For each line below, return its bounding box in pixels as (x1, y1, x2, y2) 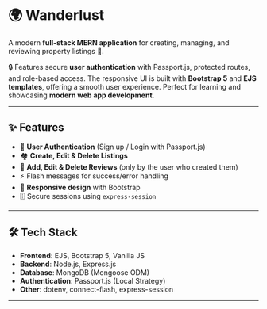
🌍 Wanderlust (8, 6, 105, 25)
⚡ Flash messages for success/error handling (19, 171, 169, 181)
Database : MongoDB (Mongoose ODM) (19, 267, 149, 277)
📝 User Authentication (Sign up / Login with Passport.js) (19, 142, 206, 151)
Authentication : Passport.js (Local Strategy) (19, 276, 166, 285)
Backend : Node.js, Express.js (19, 259, 117, 269)
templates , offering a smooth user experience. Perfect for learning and (8, 82, 241, 91)
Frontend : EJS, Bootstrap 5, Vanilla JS (19, 250, 145, 260)
